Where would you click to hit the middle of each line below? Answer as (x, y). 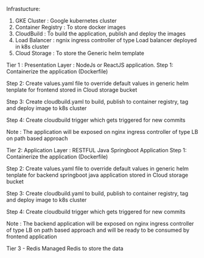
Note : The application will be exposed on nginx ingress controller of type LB (102, 132)
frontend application (32, 237)
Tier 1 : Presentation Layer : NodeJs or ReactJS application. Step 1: (90, 65)
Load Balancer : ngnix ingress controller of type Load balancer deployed (106, 40)
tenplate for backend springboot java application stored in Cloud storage (97, 175)
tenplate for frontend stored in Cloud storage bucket (72, 90)
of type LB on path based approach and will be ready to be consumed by (98, 230)
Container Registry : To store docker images (70, 27)
